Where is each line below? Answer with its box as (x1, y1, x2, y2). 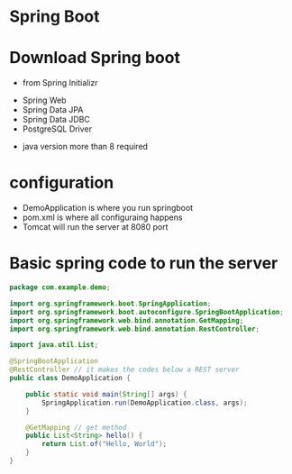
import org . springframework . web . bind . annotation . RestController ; (9, 324, 260, 333)
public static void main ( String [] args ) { (25, 389, 187, 398)
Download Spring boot (9, 48, 180, 68)
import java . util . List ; (9, 341, 99, 350)
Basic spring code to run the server (9, 253, 278, 274)
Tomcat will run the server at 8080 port (22, 222, 169, 232)
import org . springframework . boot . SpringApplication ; (9, 299, 212, 308)
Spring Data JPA (22, 105, 84, 115)
